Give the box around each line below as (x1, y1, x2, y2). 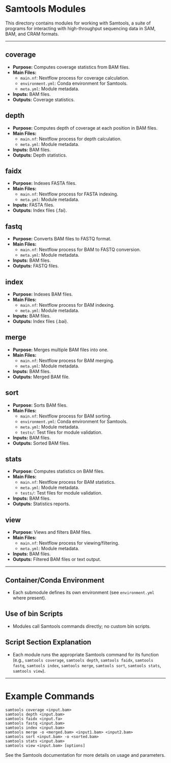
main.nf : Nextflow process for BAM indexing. (20, 302, 115, 308)
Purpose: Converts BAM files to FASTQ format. (12, 236, 112, 242)
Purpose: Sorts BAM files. (12, 402, 68, 408)
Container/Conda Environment (5, 576, 104, 584)
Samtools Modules (5, 3, 86, 15)
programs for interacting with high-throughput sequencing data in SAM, (5, 25, 156, 31)
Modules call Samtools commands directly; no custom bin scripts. (12, 623, 151, 629)
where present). (12, 595, 47, 601)
